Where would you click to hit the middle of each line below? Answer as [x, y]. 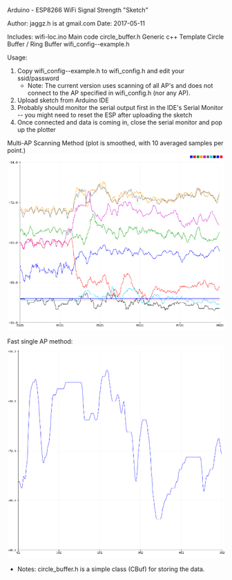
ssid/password [38, 78]
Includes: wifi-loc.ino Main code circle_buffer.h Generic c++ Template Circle [116, 37]
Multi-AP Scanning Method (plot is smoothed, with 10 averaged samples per [115, 143]
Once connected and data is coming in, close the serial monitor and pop [120, 122]
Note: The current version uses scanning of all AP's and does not [120, 85]
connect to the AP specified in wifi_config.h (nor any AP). [109, 93]
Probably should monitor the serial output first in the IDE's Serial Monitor [120, 107]
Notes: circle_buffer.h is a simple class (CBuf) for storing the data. [111, 569]
